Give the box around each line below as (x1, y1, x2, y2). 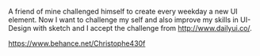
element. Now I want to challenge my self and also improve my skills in (8, 15, 239, 24)
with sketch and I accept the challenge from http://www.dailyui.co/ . (32, 24, 252, 32)
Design (8, 24, 32, 32)
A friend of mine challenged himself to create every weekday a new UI (8, 7, 238, 16)
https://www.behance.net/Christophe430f (8, 39, 146, 48)
